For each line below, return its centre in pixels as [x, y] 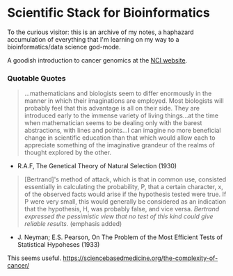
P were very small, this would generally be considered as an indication [125, 202]
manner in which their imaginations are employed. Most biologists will [124, 101]
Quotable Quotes [37, 78]
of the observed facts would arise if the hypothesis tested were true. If [125, 194]
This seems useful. [34, 258]
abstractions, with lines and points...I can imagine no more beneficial [122, 131]
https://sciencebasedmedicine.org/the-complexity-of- [140, 258]
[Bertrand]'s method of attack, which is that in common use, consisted [125, 179]
